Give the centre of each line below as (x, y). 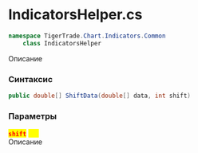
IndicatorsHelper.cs (75, 15)
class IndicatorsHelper (62, 43)
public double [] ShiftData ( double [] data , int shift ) (100, 96)
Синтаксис (31, 79)
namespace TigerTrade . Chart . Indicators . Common (87, 36)
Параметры (33, 116)
